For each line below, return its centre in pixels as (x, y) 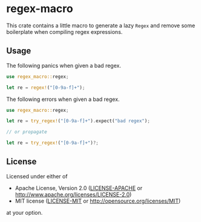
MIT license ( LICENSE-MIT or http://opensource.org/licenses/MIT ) (98, 201)
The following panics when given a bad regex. (64, 65)
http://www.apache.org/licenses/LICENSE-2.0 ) (73, 194)
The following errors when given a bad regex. (63, 99)
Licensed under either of (37, 176)
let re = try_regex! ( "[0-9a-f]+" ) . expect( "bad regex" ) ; (78, 121)
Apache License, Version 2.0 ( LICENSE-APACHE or (79, 188)
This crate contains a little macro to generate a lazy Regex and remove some (101, 25)
